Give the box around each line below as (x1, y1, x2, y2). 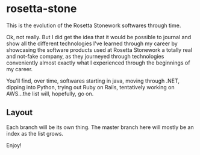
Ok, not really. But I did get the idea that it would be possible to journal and (6, 33, 192, 40)
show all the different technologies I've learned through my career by (6, 40, 178, 47)
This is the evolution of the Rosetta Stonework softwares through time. (6, 22, 181, 29)
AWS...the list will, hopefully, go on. (6, 90, 94, 97)
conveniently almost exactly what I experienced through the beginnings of (6, 59, 190, 66)
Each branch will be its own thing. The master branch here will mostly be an (6, 123, 194, 131)
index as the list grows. (6, 130, 64, 137)
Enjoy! (6, 141, 22, 149)
